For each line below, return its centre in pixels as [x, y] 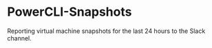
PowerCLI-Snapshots [70, 12]
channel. [20, 38]
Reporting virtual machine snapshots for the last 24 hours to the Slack [106, 31]
